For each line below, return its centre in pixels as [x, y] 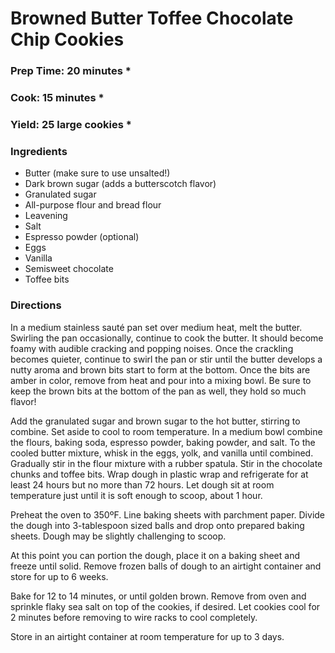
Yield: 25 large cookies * [71, 124]
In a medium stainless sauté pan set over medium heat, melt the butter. [156, 327]
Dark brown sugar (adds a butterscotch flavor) [120, 184]
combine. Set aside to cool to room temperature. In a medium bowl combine [166, 431]
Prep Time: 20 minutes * [71, 71]
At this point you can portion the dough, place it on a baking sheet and [155, 555]
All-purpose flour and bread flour [93, 205]
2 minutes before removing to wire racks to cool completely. [134, 617]
